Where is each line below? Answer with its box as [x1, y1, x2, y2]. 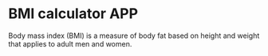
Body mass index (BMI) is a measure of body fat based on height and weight [8, 31, 260, 40]
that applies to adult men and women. [8, 39, 132, 48]
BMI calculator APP [8, 5, 138, 23]
